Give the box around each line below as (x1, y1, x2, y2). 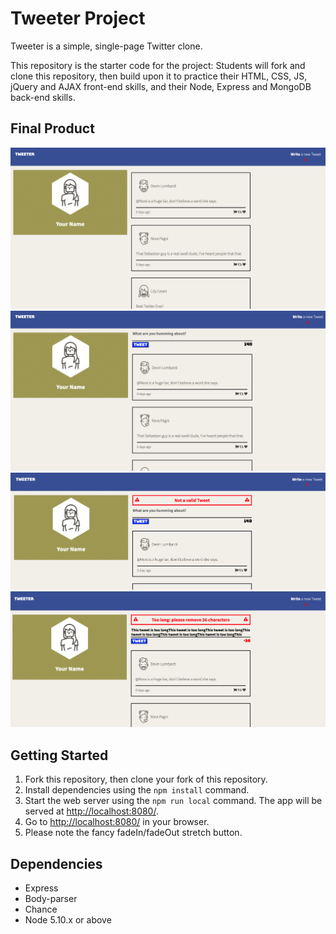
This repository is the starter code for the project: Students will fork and (10, 59, 306, 71)
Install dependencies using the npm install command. (24, 784, 250, 796)
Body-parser (24, 892, 78, 904)
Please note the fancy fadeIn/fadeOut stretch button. (24, 827, 243, 839)
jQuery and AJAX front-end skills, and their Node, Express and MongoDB (10, 80, 312, 92)
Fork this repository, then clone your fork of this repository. (24, 773, 268, 786)
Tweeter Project (10, 7, 146, 30)
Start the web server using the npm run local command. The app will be (24, 795, 323, 807)
